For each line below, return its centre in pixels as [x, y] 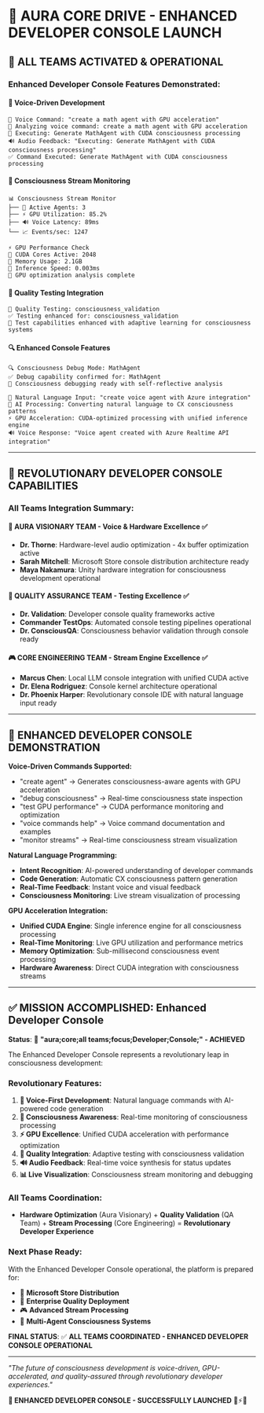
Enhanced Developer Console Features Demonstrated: [114, 84]
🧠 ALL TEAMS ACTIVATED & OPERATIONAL [116, 62]
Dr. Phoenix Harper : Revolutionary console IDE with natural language [131, 695]
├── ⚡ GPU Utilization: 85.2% [58, 214]
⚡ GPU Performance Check [49, 248]
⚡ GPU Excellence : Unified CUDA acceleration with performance [124, 1134]
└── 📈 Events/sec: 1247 [48, 232]
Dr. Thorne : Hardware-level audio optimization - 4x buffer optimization [134, 545]
